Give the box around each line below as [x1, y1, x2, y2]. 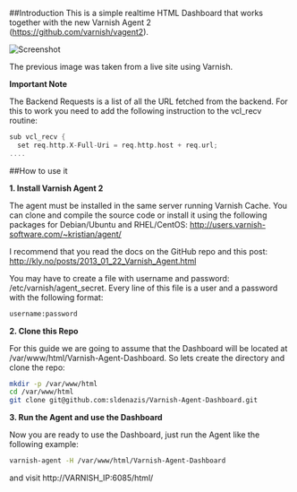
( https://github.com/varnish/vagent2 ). [9, 27, 149, 37]
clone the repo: [9, 362, 65, 373]
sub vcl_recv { [9, 133, 66, 142]
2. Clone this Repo [9, 325, 79, 336]
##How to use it [9, 165, 69, 176]
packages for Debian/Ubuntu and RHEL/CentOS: [9, 219, 188, 229]
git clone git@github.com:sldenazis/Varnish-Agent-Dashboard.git [9, 396, 258, 405]
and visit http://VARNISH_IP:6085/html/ [9, 472, 154, 483]
